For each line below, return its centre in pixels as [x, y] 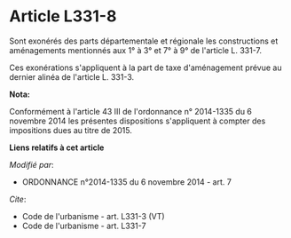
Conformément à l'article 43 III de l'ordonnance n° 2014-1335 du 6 [131, 111]
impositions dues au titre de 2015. [71, 130]
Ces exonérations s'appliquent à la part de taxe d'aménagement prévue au [145, 67]
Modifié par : [32, 164]
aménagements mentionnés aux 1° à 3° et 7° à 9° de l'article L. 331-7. [136, 50]
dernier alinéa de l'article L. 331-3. [72, 76]
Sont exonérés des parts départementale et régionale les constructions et [144, 41]
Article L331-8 [63, 16]
